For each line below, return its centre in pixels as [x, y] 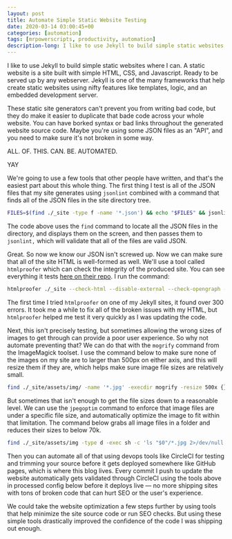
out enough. [25, 528]
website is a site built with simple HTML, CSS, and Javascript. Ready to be [113, 73]
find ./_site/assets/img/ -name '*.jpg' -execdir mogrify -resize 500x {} [117, 387]
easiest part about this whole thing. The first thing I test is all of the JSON [111, 185]
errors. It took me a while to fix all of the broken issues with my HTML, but [112, 310]
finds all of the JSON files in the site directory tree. [79, 200]
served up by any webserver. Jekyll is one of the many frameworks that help [116, 80]
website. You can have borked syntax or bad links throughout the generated [115, 123]
